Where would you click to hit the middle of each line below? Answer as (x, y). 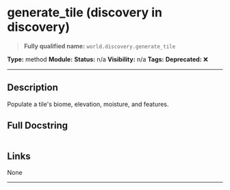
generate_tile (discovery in (85, 13)
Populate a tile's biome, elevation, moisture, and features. (88, 104)
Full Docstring (38, 125)
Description (33, 88)
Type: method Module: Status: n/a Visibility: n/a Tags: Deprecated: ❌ (108, 59)
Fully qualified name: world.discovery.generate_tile (100, 46)
